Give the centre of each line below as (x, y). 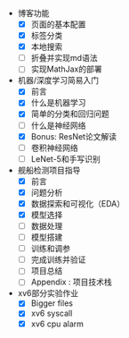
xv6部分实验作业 (48, 293)
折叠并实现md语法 (64, 58)
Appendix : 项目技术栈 (72, 282)
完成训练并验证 (58, 260)
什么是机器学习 (58, 103)
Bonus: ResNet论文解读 (74, 136)
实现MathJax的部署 (66, 69)
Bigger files (52, 303)
